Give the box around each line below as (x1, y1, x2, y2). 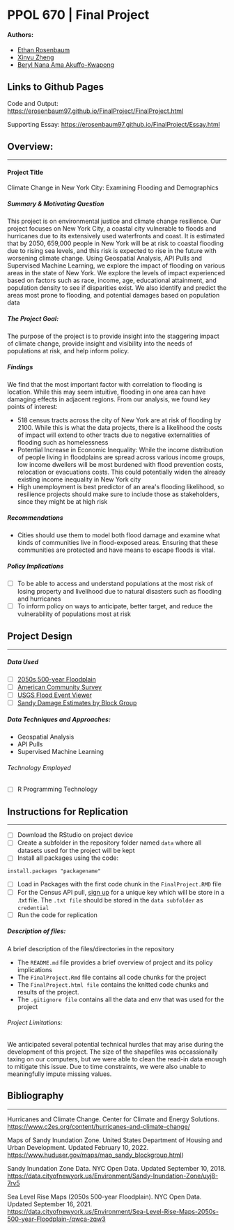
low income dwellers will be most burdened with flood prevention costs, (17, 461, 224, 469)
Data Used (7, 657, 39, 666)
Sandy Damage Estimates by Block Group (17, 699, 137, 707)
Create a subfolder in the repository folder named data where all (17, 838, 202, 847)
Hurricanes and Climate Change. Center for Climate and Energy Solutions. (7, 1115, 219, 1123)
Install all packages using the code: (17, 854, 119, 862)
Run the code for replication (17, 910, 97, 919)
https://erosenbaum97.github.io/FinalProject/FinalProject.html (7, 107, 184, 115)
